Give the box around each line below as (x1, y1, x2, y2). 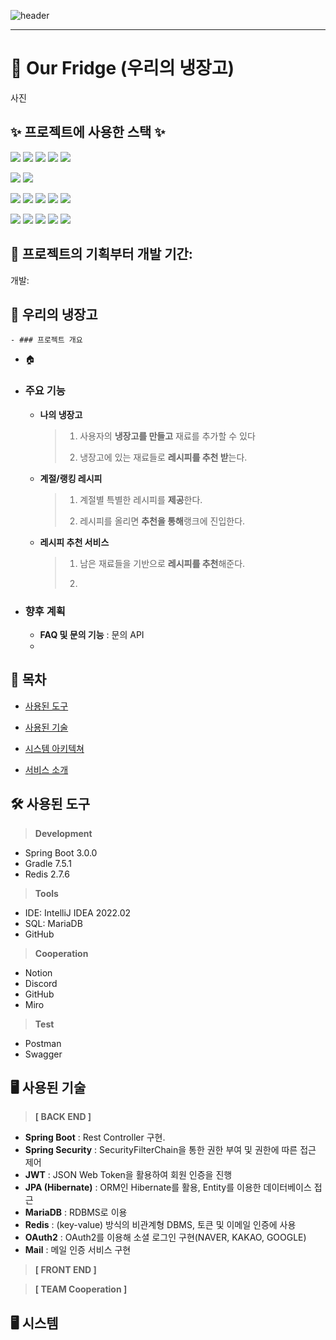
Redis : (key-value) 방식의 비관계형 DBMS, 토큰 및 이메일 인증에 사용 (24, 1219, 297, 1231)
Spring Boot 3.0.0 (24, 846, 98, 859)
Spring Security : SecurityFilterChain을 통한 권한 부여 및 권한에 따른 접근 (24, 1144, 317, 1156)
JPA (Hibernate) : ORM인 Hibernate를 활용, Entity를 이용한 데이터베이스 (24, 1181, 312, 1194)
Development (34, 827, 93, 839)
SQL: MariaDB (24, 917, 83, 929)
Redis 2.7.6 (24, 868, 70, 880)
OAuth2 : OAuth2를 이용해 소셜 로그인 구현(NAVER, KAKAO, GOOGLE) (24, 1231, 307, 1244)
